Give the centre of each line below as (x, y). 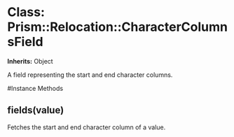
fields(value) (36, 110)
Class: (26, 12)
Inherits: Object (30, 61)
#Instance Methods (35, 88)
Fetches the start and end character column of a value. (87, 127)
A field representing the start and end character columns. (90, 75)
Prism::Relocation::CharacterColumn (117, 27)
